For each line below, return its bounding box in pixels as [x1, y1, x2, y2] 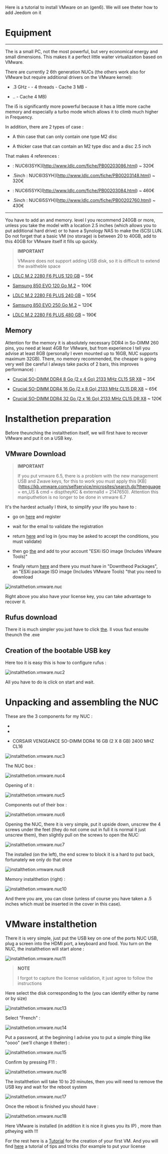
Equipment [5, 27, 51, 39]
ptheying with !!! [5, 1128, 38, 1134]
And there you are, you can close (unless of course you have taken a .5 [5, 896, 152, 902]
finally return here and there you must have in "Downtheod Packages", [12, 563, 158, 569]
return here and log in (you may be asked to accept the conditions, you [12, 533, 159, 539]
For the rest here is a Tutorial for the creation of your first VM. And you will [5, 1138, 158, 1144]
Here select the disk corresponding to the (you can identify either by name [5, 990, 159, 996]
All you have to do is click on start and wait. [5, 679, 95, 685]
